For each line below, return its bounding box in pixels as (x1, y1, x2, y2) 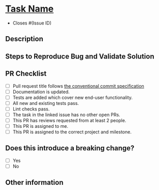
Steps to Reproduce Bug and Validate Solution (5, 52, 154, 61)
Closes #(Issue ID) (12, 20, 52, 26)
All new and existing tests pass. (12, 100, 79, 106)
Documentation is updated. (12, 89, 70, 95)
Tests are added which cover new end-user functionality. (12, 94, 133, 100)
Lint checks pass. (12, 105, 50, 112)
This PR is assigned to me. (12, 123, 69, 129)
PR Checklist (5, 69, 47, 78)
